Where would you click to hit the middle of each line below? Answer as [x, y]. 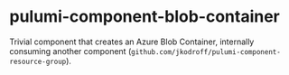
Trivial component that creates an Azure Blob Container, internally [132, 42]
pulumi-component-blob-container [144, 17]
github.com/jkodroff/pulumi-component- [206, 52]
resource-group [38, 61]
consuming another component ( [70, 51]
